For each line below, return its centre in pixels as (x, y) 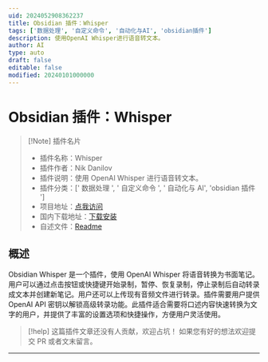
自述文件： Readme (71, 226)
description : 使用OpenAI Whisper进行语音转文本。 (87, 38)
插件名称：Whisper (71, 157)
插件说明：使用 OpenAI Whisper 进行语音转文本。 (121, 177)
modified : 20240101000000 (51, 75)
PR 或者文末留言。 (67, 341)
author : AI (26, 46)
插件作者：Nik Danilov (76, 168)
